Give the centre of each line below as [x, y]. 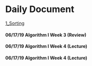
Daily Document [40, 9]
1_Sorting [15, 23]
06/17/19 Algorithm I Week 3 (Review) [46, 35]
